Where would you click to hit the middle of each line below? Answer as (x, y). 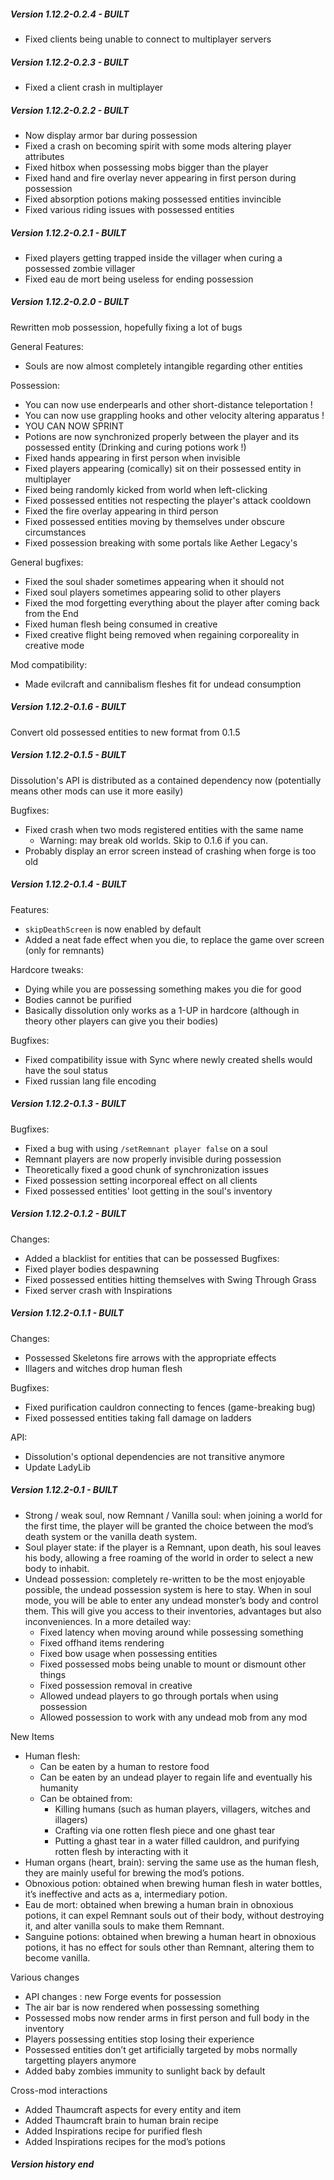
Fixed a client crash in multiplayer (94, 87)
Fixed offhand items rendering (102, 1642)
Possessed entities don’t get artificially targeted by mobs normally (161, 2049)
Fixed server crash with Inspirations (98, 1290)
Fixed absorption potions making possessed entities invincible (153, 199)
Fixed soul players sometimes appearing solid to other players (153, 592)
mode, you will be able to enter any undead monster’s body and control (171, 1600)
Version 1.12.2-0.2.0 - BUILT (70, 302)
